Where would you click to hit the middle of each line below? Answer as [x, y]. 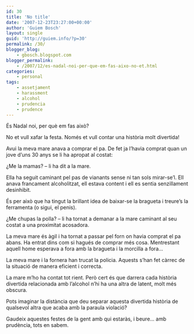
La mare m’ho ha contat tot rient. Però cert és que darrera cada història [91, 278]
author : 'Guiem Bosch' [33, 28]
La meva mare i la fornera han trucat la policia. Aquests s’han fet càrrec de [96, 260]
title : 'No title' [28, 17]
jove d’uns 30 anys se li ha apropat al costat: [59, 155]
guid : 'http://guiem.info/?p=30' [47, 39]
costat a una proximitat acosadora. [47, 225]
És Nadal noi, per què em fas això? [47, 126]
